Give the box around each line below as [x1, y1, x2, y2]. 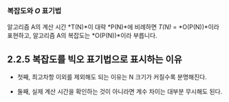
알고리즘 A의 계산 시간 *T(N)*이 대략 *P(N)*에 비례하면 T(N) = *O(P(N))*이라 [7, 23, 220, 31]
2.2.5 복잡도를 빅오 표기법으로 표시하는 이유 [7, 53, 182, 65]
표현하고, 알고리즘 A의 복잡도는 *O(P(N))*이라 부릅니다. [7, 31, 157, 40]
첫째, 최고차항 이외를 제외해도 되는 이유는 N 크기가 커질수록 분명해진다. [17, 73, 208, 81]
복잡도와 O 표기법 [7, 5, 62, 15]
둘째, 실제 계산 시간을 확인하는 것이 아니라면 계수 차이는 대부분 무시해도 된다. [17, 88, 223, 96]
